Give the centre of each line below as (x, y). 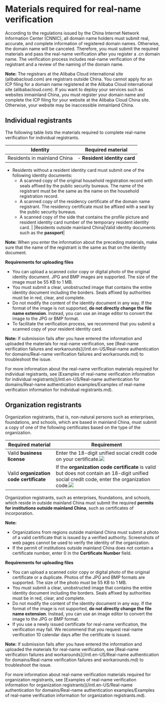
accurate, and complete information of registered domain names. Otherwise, (82, 43)
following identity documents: (42, 175)
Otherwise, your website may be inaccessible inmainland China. (70, 105)
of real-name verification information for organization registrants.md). (76, 695)
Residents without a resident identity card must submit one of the (78, 170)
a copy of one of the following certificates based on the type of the (73, 427)
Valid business (25, 453)
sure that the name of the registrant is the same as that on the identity (76, 247)
